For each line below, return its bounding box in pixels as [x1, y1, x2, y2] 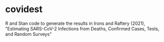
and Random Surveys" [5, 31, 52, 37]
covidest [5, 4, 43, 15]
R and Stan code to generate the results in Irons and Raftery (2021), [5, 20, 145, 26]
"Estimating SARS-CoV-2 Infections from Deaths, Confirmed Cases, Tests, [5, 25, 160, 31]
